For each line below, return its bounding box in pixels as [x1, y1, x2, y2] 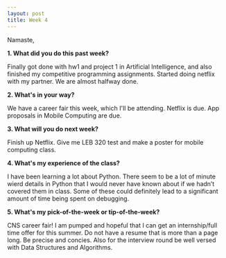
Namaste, [7, 35, 35, 44]
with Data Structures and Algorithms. [7, 243, 113, 251]
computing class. [7, 145, 57, 154]
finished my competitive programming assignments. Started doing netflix [7, 70, 215, 78]
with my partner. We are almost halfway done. [7, 77, 139, 85]
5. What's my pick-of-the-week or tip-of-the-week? [7, 208, 160, 216]
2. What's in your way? [7, 91, 75, 99]
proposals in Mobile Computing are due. [7, 111, 122, 120]
